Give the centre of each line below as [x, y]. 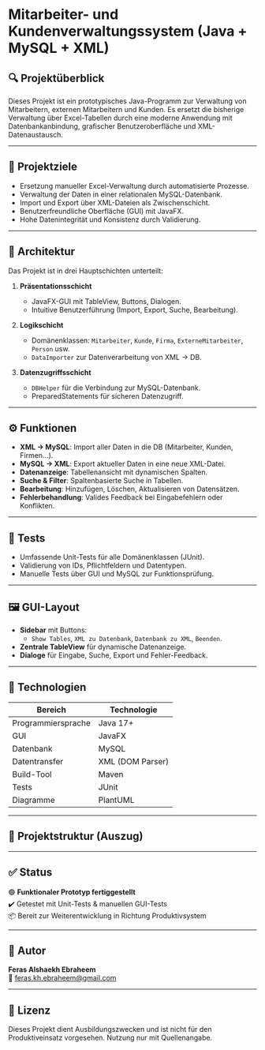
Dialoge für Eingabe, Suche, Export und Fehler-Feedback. [114, 655]
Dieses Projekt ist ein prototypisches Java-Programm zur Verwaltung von [127, 101]
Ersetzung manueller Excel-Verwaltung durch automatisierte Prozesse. [134, 186]
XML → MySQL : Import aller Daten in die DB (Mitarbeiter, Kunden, [127, 447]
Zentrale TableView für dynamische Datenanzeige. [103, 647]
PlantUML [116, 800]
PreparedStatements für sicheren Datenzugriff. [107, 396]
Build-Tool [32, 774]
